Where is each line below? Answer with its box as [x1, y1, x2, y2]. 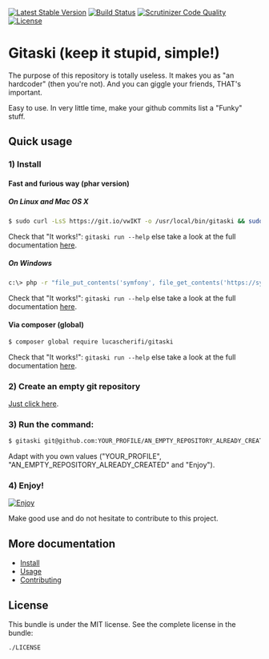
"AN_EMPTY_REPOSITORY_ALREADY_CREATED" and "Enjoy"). [8, 460, 215, 470]
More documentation [8, 536, 116, 550]
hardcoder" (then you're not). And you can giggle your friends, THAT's [8, 78, 242, 88]
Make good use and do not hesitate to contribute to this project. [8, 513, 219, 524]
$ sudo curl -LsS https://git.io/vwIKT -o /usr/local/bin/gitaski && [8, 217, 246, 225]
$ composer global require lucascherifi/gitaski [8, 337, 174, 346]
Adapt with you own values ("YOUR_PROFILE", [8, 452, 162, 461]
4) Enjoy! [8, 480, 44, 491]
